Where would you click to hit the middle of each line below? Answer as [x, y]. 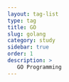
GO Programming [39, 67]
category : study [31, 41]
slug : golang [27, 34]
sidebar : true [28, 47]
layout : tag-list [33, 14]
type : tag [22, 21]
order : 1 [20, 54]
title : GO [22, 27]
